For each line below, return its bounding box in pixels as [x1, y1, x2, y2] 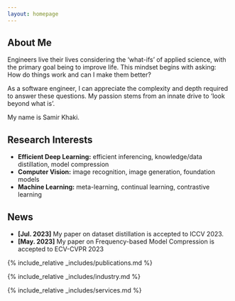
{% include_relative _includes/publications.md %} [7, 258, 153, 267]
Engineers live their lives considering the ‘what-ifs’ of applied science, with [7, 55, 226, 64]
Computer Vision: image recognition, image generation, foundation [17, 168, 215, 176]
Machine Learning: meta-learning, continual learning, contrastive [17, 182, 210, 192]
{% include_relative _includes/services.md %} [7, 286, 142, 295]
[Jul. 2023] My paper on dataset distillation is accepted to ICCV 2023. [17, 230, 224, 239]
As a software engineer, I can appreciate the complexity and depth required [7, 84, 229, 93]
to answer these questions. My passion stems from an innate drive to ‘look [7, 92, 225, 100]
